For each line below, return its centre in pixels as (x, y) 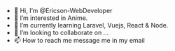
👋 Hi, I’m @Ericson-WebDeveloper (63, 11)
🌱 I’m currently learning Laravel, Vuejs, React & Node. (91, 25)
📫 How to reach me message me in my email (79, 40)
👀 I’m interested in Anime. (51, 18)
